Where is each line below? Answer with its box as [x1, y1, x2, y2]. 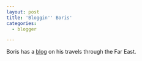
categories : [6, 20, 37, 26]
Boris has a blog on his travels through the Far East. [6, 48, 136, 56]
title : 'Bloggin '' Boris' [6, 15, 72, 21]
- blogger [12, 26, 37, 32]
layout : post [6, 9, 40, 15]
